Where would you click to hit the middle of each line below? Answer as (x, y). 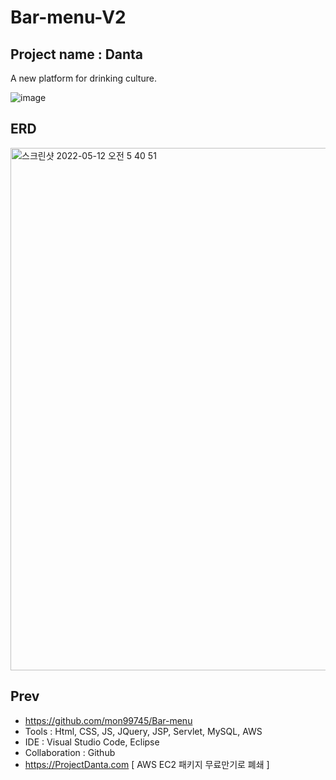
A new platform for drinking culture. (83, 78)
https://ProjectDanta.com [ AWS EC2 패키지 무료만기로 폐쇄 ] (147, 764)
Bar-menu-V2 (68, 17)
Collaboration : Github (70, 752)
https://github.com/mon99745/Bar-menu (108, 720)
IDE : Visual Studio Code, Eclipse (92, 742)
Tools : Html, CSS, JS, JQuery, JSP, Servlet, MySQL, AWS (143, 731)
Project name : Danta (77, 54)
